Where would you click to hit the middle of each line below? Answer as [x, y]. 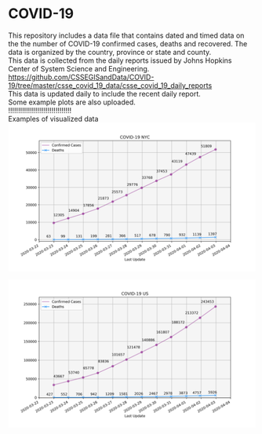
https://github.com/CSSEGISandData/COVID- [81, 77]
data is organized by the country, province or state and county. [110, 52]
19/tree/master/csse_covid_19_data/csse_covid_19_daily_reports [110, 85]
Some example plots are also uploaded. [72, 102]
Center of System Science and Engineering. [79, 68]
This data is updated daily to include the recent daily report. [105, 93]
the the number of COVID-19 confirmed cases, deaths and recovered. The [128, 43]
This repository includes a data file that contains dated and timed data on [126, 35]
